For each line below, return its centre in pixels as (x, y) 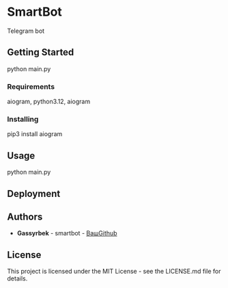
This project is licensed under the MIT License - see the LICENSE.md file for (114, 272)
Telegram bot (26, 31)
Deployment (34, 193)
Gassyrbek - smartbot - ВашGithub (67, 233)
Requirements (31, 86)
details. (17, 278)
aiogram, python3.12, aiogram (49, 102)
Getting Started (41, 52)
